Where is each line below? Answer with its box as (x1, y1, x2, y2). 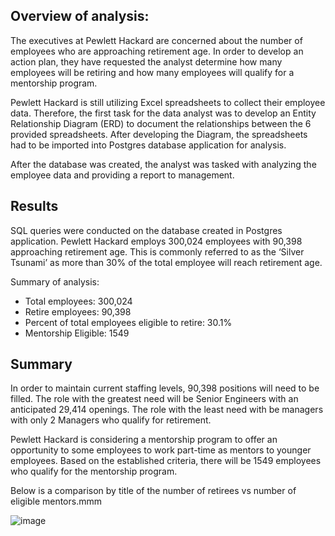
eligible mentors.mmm (10, 495, 103, 508)
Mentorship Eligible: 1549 (24, 327, 130, 339)
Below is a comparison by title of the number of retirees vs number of (10, 485, 297, 497)
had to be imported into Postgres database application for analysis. (10, 139, 287, 151)
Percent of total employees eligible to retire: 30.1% (24, 316, 233, 328)
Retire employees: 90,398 (24, 305, 132, 318)
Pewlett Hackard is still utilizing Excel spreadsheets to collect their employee (10, 96, 326, 108)
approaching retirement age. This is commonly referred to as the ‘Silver (10, 245, 305, 258)
